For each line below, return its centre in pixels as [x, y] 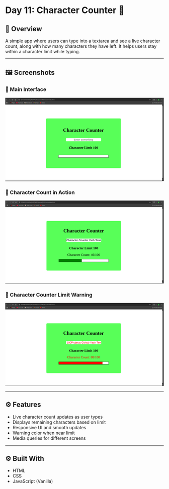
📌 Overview [24, 29]
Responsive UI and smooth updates [49, 427]
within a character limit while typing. [43, 52]
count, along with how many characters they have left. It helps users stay [81, 46]
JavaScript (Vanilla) [33, 481]
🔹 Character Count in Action [40, 192]
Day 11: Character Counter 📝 [65, 10]
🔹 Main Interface [26, 89]
